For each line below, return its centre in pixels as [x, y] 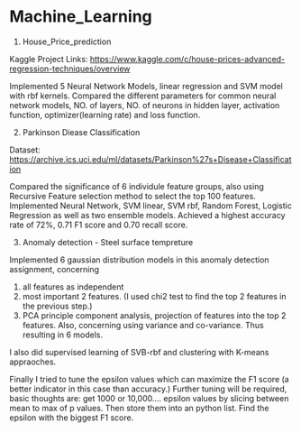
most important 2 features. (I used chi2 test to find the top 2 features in [154, 296]
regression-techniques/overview [70, 69]
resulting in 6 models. [63, 335]
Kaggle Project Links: [49, 59]
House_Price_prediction [67, 41]
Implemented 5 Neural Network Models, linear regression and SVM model [146, 86]
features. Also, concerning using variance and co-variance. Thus [143, 325]
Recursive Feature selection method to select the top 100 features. [133, 196]
